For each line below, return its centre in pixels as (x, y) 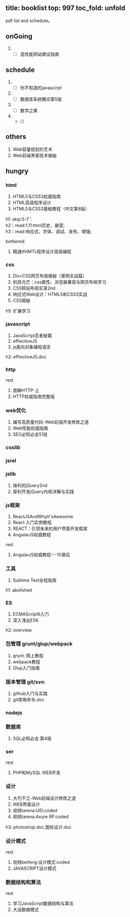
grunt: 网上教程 (28, 655)
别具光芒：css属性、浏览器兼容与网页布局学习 (59, 282)
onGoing (19, 36)
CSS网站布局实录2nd (34, 288)
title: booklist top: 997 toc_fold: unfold (65, 8)
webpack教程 (26, 661)
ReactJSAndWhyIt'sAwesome (43, 516)
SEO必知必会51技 (30, 434)
